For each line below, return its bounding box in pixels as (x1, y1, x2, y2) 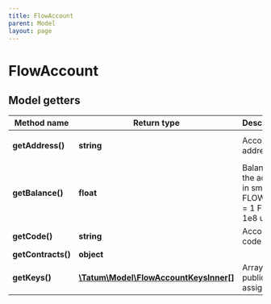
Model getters (8, 94, 81, 107)
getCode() (12, 231, 53, 242)
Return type (132, 118, 180, 129)
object (78, 249, 104, 260)
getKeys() (12, 272, 52, 283)
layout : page (8, 27, 52, 35)
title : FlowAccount (8, 11, 74, 20)
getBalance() (12, 187, 64, 198)
